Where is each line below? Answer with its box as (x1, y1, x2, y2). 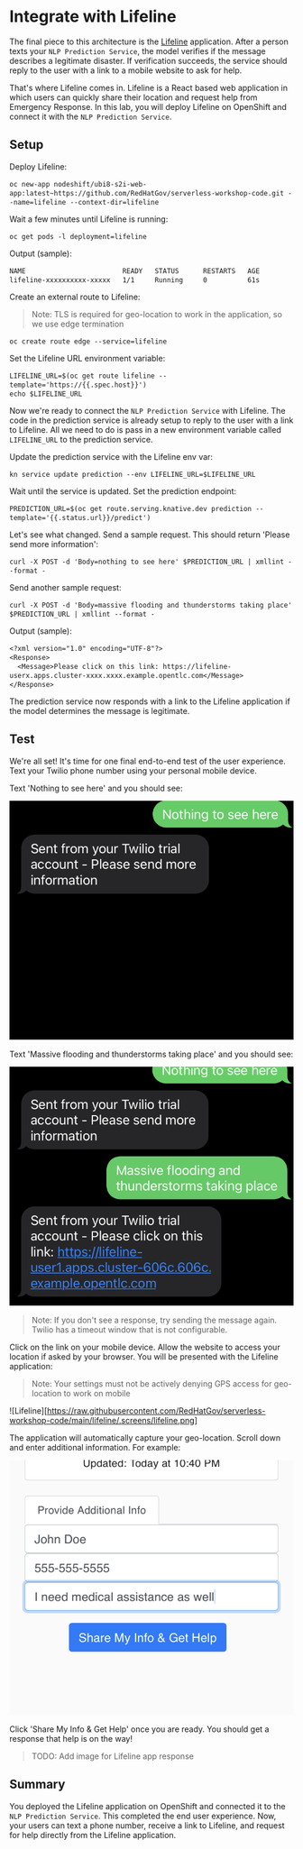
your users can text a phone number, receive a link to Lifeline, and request (9, 1819, 286, 1831)
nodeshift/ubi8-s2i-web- (53, 179, 147, 188)
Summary (9, 1777, 66, 1792)
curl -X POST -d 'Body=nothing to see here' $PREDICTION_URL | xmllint (9, 557, 284, 566)
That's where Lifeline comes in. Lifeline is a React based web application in (9, 82, 289, 93)
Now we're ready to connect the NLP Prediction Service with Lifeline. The (9, 405, 286, 416)
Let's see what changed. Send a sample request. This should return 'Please (9, 529, 290, 540)
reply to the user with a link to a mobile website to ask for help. (9, 65, 243, 76)
